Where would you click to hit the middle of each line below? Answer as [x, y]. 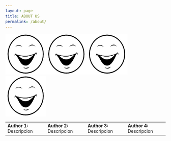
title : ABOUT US [22, 16]
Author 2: [58, 126]
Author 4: [138, 126]
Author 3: [98, 126]
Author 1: [18, 126]
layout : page [19, 11]
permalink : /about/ [26, 21]
